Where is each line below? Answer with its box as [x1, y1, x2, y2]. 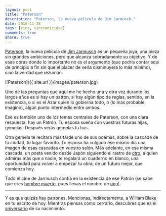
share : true [5, 35, 30, 40]
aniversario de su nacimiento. [5, 205, 65, 211]
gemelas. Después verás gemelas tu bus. [5, 124, 89, 130]
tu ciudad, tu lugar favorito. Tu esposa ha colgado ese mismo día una [5, 139, 146, 145]
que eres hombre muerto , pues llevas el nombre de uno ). [5, 180, 121, 186]
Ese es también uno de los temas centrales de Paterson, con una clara [5, 114, 148, 120]
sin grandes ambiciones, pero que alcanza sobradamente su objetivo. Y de [5, 54, 158, 59]
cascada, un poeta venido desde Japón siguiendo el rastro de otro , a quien [5, 150, 158, 156]
